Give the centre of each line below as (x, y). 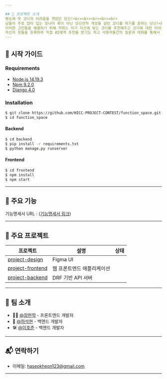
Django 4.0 (24, 89)
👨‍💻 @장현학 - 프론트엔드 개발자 (43, 315)
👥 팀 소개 (18, 302)
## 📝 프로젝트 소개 (22, 14)
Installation (19, 102)
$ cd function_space (27, 117)
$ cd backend (19, 140)
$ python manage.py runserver (37, 149)
